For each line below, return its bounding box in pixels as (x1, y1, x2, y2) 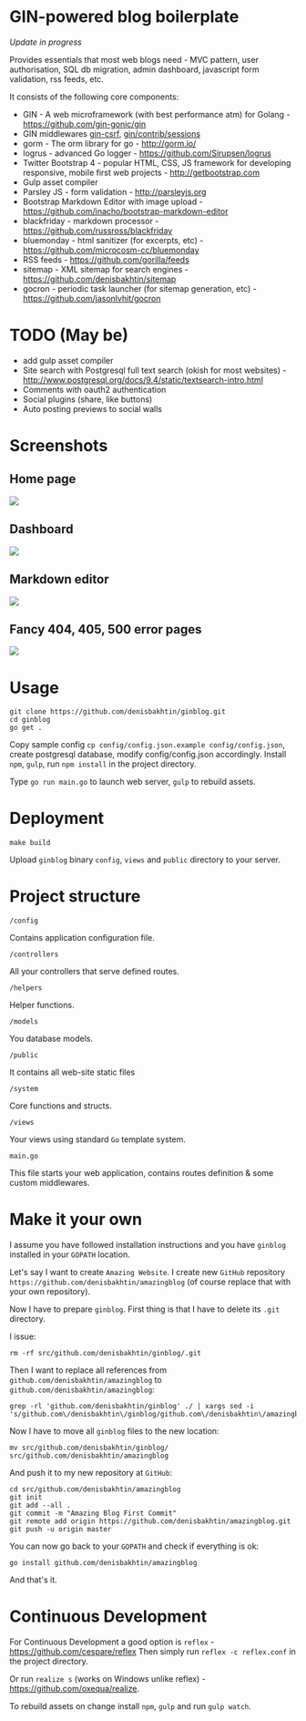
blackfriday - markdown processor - (22, 215, 159, 226)
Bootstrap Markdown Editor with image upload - (22, 196, 203, 207)
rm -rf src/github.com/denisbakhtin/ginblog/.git (9, 1349, 202, 1358)
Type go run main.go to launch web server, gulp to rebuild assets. (9, 777, 257, 788)
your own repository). (9, 1286, 91, 1297)
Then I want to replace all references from (9, 1365, 167, 1376)
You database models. (9, 1033, 94, 1045)
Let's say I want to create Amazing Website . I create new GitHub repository (9, 1267, 285, 1278)
